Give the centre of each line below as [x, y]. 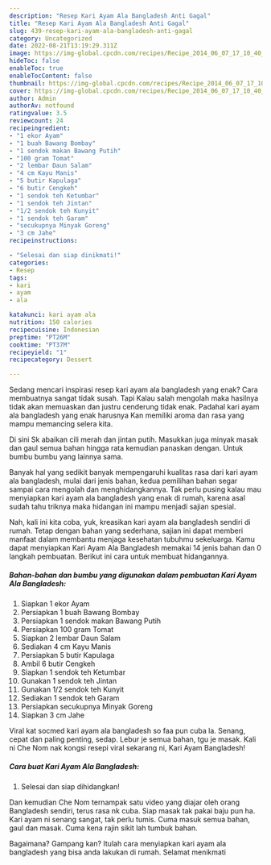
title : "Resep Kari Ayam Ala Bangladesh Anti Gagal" [99, 23]
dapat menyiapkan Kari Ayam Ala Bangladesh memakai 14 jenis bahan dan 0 [135, 548]
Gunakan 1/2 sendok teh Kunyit [72, 689]
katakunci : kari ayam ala [52, 315]
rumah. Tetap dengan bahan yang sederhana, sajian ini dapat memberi [126, 531]
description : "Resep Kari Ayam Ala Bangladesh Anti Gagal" [110, 16]
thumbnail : [27, 83]
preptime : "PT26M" [40, 337]
